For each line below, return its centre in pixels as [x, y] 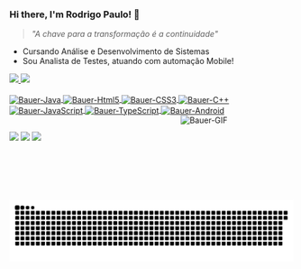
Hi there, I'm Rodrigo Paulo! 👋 [75, 14]
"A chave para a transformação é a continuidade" [125, 34]
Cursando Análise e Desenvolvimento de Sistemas [116, 51]
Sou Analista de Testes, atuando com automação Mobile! [128, 61]
